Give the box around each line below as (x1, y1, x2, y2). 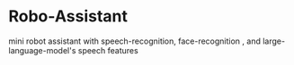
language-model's (8, 45, 76, 55)
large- (263, 36, 285, 46)
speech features (77, 45, 138, 55)
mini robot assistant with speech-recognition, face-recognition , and (8, 36, 262, 46)
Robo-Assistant (8, 6, 128, 27)
